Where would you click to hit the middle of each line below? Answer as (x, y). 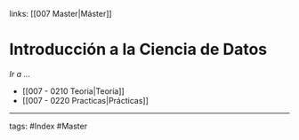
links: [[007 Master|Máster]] (61, 14)
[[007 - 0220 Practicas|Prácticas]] (85, 100)
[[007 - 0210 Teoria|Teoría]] (73, 91)
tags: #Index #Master (48, 126)
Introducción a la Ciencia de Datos (138, 50)
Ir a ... (20, 74)
